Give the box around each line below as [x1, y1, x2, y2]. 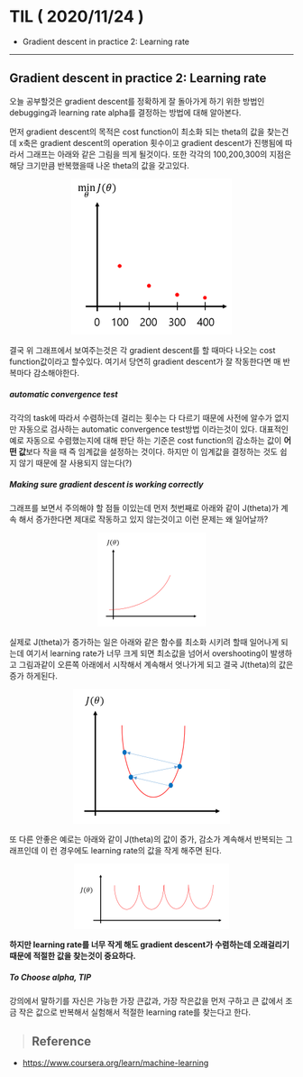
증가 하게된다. [9, 671, 59, 681]
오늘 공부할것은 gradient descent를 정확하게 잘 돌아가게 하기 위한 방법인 [9, 96, 265, 106]
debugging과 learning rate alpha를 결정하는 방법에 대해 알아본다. [9, 106, 242, 118]
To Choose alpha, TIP [9, 972, 92, 982]
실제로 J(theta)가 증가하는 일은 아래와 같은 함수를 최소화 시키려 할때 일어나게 [9, 637, 280, 648]
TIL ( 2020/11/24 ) [9, 6, 144, 27]
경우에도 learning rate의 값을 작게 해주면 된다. [60, 845, 223, 856]
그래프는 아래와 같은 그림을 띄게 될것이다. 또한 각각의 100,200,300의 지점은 [25, 149, 291, 160]
